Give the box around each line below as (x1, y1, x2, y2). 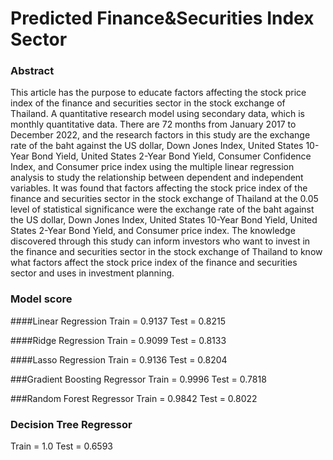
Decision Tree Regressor (10, 417, 133, 431)
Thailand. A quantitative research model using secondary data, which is (10, 108, 305, 120)
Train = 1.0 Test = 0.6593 (10, 440, 114, 452)
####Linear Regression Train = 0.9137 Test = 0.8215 (10, 315, 227, 327)
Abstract (10, 64, 55, 78)
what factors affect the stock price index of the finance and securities (10, 257, 298, 269)
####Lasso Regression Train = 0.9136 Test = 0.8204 (10, 353, 228, 366)
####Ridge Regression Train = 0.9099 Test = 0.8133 (10, 334, 227, 346)
